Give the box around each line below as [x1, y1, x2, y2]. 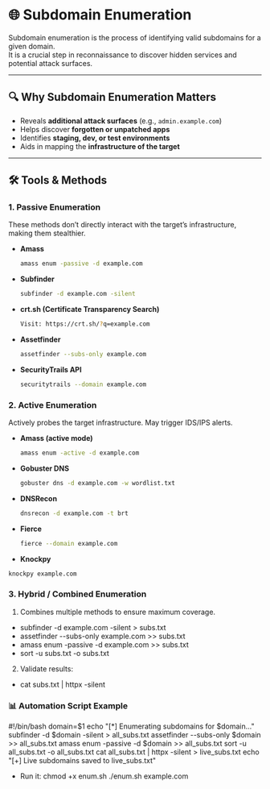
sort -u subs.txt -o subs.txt [19, 648, 110, 658]
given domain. [8, 41, 55, 51]
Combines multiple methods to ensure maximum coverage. [19, 607, 215, 617]
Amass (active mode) [19, 434, 94, 443]
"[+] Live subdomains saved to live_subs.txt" [8, 756, 157, 766]
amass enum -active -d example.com [19, 449, 140, 457]
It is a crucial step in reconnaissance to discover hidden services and [8, 50, 237, 60]
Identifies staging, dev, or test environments [19, 133, 170, 143]
